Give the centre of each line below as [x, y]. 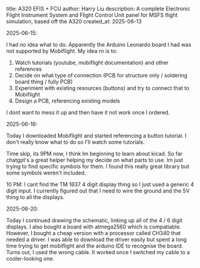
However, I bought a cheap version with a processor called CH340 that [93, 233]
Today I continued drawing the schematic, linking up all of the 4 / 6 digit [94, 220]
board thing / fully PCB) [44, 82]
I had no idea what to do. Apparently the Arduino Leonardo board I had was [99, 45]
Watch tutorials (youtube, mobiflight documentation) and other [92, 63]
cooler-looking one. [30, 258]
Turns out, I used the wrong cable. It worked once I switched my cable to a [98, 252]
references [28, 69]
